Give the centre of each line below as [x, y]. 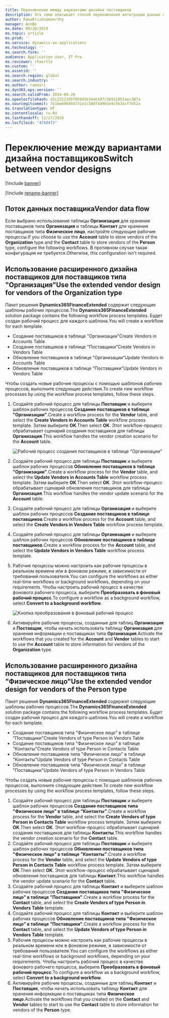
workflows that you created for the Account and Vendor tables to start [86, 639]
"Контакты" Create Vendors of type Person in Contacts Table [76, 749]
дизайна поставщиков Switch [69, 158]
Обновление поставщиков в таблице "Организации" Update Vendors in [88, 358]
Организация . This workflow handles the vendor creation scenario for [85, 436]
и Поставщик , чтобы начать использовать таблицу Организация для [87, 628]
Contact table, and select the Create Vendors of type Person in [79, 903]
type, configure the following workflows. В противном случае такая [76, 248]
